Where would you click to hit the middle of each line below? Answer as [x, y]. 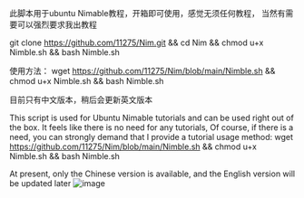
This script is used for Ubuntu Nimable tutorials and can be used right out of [152, 118]
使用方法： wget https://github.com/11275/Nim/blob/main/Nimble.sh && [142, 71]
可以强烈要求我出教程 [57, 24]
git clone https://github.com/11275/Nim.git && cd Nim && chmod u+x [137, 42]
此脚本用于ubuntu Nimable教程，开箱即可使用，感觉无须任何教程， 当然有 [147, 13]
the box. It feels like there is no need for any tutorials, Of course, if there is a [152, 127]
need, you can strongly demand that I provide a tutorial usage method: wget [151, 137]
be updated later [40, 183]
